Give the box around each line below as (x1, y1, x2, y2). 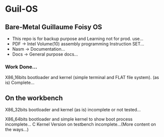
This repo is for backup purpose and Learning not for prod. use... (12, 36, 143, 41)
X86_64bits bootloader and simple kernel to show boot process (5, 116, 133, 122)
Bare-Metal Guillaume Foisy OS (5, 23, 102, 31)
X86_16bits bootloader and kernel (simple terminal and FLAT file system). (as (5, 75, 159, 80)
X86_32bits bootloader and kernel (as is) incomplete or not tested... (5, 107, 141, 113)
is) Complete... (5, 79, 35, 86)
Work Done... (5, 63, 38, 70)
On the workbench (5, 94, 63, 102)
